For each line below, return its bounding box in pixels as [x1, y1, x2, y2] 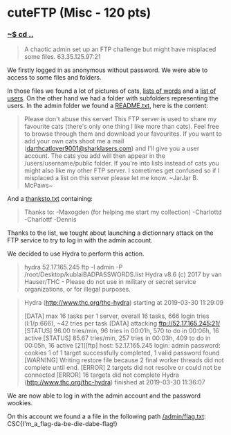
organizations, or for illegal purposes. [24, 285, 131, 294]
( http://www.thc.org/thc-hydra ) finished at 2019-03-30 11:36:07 [24, 378, 205, 387]
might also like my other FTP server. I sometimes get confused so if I [24, 166, 220, 175]
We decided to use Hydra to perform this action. [7, 249, 145, 258]
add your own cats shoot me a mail [24, 137, 124, 145]
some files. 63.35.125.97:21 [24, 53, 101, 61]
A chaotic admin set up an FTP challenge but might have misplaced [24, 45, 216, 53]
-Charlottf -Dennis [24, 215, 77, 224]
